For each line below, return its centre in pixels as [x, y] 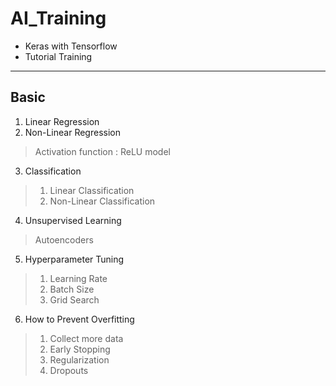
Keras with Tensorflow [71, 46]
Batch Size [72, 289]
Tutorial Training [58, 56]
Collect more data [86, 338]
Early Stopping [80, 349]
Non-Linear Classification [102, 201]
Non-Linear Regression [72, 132]
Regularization [79, 359]
